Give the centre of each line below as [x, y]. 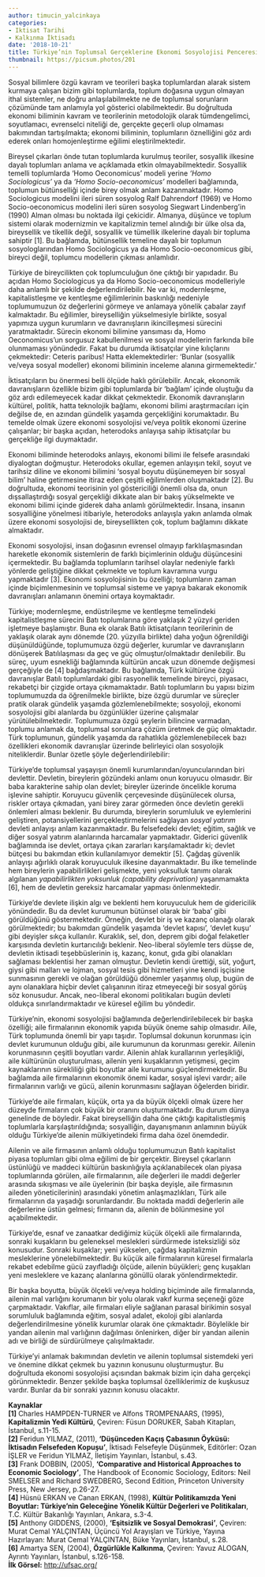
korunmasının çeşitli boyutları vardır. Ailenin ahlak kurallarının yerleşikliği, [127, 1052]
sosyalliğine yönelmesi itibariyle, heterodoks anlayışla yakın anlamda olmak [130, 513]
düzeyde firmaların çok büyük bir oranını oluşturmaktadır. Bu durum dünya [129, 1109]
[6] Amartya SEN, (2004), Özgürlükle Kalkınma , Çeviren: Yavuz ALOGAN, [129, 1548]
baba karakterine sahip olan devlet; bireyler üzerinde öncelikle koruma [122, 786]
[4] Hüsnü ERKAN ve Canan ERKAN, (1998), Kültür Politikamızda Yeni [122, 1497]
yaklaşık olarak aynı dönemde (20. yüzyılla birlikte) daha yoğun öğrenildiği [128, 636]
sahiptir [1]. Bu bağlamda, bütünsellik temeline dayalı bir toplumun [115, 240]
